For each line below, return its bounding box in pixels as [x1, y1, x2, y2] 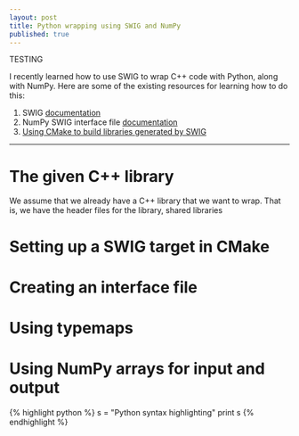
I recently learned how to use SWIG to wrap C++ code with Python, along [9, 71, 279, 82]
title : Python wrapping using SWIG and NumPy [9, 21, 181, 30]
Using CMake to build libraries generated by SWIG [21, 127, 207, 137]
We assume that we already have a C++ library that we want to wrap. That [9, 195, 282, 206]
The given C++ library [9, 166, 174, 186]
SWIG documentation [21, 108, 101, 119]
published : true [9, 29, 69, 38]
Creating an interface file [9, 277, 198, 297]
